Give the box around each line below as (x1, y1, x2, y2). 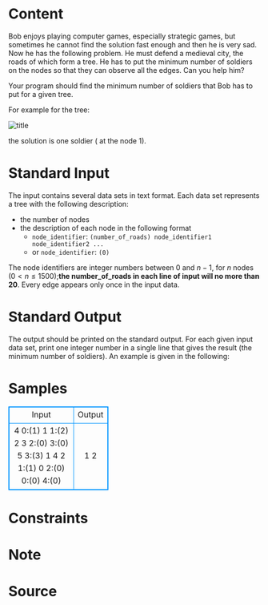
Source (8, 583, 58, 601)
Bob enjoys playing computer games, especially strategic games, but (8, 31, 236, 41)
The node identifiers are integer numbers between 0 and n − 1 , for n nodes (8, 262, 254, 272)
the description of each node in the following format (19, 223, 192, 232)
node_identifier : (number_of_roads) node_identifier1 (31, 232, 212, 241)
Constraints (8, 509, 89, 527)
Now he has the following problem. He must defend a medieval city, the (8, 48, 244, 58)
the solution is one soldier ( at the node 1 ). (8, 135, 146, 145)
